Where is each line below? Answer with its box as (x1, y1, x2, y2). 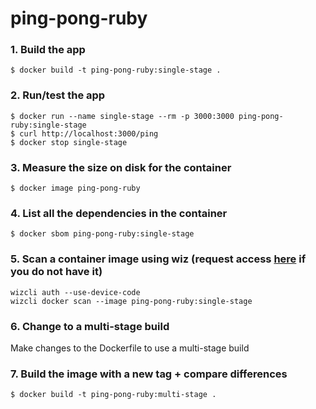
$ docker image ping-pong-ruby (10, 183, 141, 194)
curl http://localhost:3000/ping (19, 128, 159, 139)
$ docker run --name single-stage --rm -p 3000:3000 (10, 111, 235, 121)
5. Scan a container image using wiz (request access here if (10, 252, 307, 266)
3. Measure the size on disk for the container (10, 160, 232, 174)
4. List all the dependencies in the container (10, 207, 228, 220)
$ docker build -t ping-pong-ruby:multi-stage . (10, 390, 217, 400)
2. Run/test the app (10, 88, 106, 102)
